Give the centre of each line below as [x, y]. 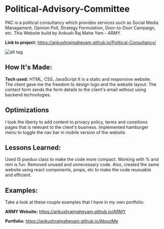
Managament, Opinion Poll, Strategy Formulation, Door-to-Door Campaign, [80, 27]
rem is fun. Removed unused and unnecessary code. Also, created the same [82, 164]
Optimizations [27, 110]
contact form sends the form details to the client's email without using [76, 90]
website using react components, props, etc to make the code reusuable [78, 170]
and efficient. [18, 175]
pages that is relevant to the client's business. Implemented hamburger [77, 127]
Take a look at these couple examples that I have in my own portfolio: [75, 202]
